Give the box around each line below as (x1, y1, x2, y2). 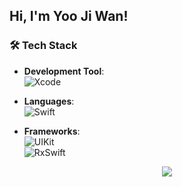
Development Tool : (23, 65, 105, 77)
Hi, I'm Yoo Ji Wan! (9, 8, 129, 25)
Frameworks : (23, 125, 81, 137)
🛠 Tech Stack (9, 39, 78, 53)
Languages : (23, 95, 75, 107)
